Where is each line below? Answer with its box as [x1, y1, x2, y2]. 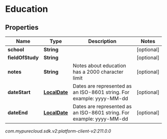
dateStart [7, 89, 31, 95]
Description [88, 38, 117, 45]
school [7, 46, 24, 53]
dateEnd [7, 109, 28, 116]
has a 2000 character [73, 68, 124, 75]
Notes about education [73, 62, 126, 69]
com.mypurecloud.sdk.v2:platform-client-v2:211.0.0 [5, 128, 111, 134]
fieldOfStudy [7, 54, 39, 61]
